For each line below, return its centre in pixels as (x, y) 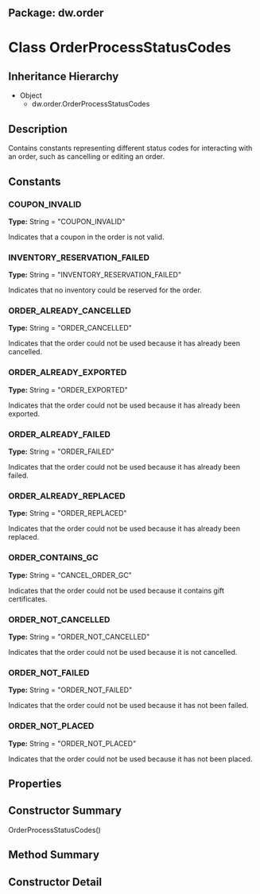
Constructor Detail (55, 882)
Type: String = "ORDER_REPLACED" (68, 513)
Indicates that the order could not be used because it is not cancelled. (123, 652)
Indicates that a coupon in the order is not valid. (86, 237)
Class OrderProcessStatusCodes (120, 47)
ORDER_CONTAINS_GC (54, 558)
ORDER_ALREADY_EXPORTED (68, 373)
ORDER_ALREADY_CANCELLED (70, 311)
